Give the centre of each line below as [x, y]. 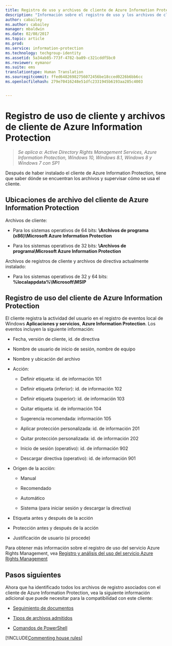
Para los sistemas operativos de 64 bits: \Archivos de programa [81, 230]
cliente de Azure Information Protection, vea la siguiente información [78, 593]
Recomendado [36, 488]
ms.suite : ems [20, 67]
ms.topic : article [25, 39]
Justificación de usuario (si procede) [51, 538]
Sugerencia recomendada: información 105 [66, 419]
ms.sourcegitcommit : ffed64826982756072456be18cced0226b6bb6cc [74, 77]
